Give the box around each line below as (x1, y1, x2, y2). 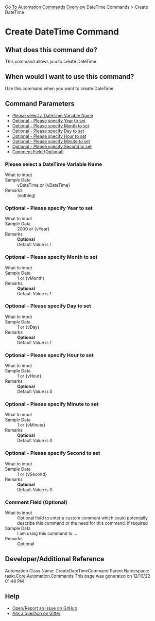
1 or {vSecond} (17, 471, 47, 477)
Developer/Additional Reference (5, 555, 104, 563)
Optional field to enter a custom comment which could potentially (17, 515, 148, 521)
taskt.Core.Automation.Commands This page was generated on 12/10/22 (5, 573, 151, 579)
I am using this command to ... (17, 531, 78, 536)
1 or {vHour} (17, 373, 42, 379)
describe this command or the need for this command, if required (17, 520, 148, 526)
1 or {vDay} (17, 324, 40, 330)
